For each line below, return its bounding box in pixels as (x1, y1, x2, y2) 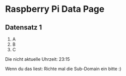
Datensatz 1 (5, 23, 42, 32)
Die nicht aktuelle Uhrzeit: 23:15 (5, 56, 70, 62)
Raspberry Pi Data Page (5, 3, 105, 15)
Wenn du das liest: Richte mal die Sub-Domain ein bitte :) (5, 66, 122, 72)
